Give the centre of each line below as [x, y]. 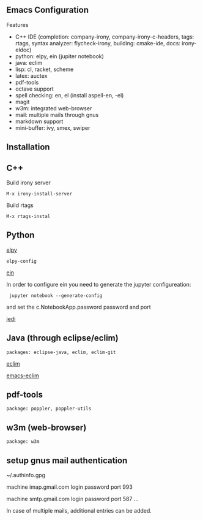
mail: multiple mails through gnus [57, 115]
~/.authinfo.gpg [26, 475]
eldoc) [23, 50]
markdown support [39, 121]
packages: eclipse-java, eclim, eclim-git [61, 352]
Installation [28, 147]
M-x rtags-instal [28, 217]
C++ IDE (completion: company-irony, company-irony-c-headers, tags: [105, 37]
